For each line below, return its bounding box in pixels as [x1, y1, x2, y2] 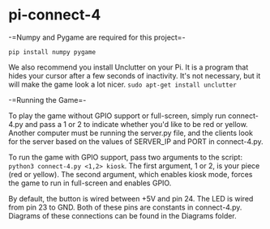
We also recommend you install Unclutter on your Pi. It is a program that [8, 62, 249, 72]
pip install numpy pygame [8, 48, 96, 56]
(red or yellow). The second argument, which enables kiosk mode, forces [8, 169, 253, 179]
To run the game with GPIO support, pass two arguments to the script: [8, 152, 243, 162]
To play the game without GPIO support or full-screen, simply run [8, 111, 227, 121]
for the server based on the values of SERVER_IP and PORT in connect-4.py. [8, 136, 264, 146]
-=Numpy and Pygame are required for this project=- [8, 32, 186, 42]
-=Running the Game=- [8, 95, 87, 104]
